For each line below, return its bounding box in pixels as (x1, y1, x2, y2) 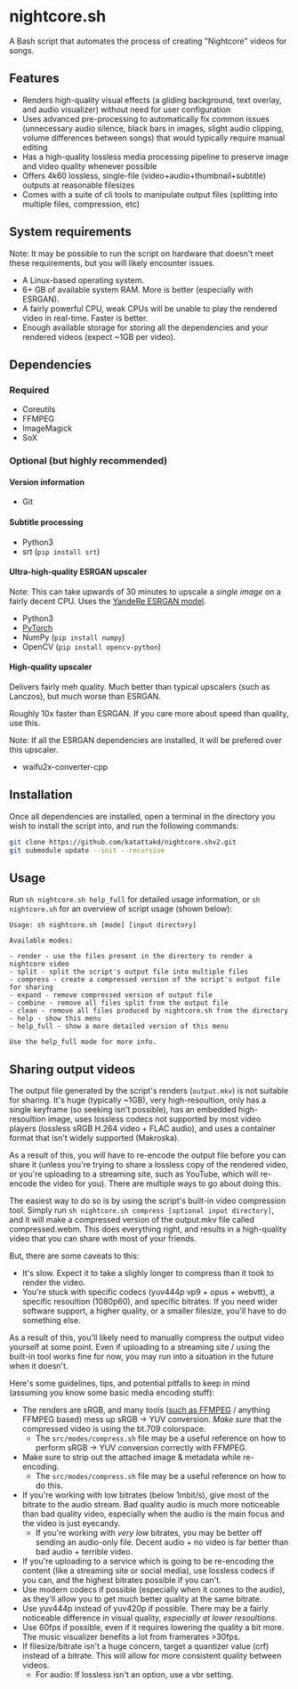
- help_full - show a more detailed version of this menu (9, 1022, 229, 1031)
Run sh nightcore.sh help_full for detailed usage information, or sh (9, 894, 261, 905)
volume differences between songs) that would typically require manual (21, 132, 286, 143)
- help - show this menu (9, 1014, 101, 1023)
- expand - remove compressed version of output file (9, 990, 213, 1000)
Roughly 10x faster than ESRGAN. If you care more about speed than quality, (9, 707, 289, 718)
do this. (35, 1480, 64, 1491)
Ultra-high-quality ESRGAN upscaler (9, 567, 148, 578)
